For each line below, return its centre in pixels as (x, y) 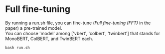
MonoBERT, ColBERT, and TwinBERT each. (49, 39)
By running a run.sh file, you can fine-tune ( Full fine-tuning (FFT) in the (78, 23)
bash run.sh (17, 48)
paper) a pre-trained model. (34, 28)
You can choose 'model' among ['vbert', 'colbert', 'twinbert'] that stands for (83, 33)
